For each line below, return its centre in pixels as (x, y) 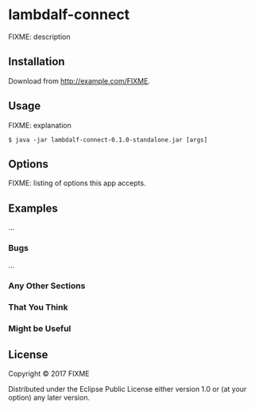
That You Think (38, 307)
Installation (37, 62)
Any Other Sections (47, 286)
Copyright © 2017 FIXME (49, 374)
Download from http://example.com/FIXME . (79, 80)
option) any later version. (49, 398)
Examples (33, 208)
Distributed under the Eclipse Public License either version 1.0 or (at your (127, 389)
